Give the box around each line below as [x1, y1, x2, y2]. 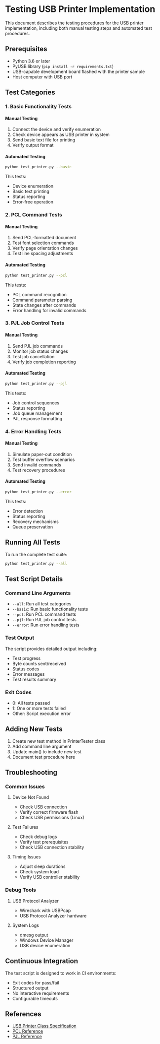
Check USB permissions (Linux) [19, 815, 85, 821]
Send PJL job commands [12, 343, 63, 349]
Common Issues [5, 783, 45, 790]
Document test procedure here [12, 754, 76, 760]
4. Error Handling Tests [5, 428, 62, 435]
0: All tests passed [12, 700, 50, 706]
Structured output [12, 985, 49, 991]
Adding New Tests [5, 725, 63, 733]
